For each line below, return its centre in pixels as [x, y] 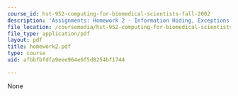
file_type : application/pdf [49, 34]
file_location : [30, 27]
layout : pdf [25, 40]
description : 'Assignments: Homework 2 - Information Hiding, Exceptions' [120, 20]
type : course [27, 54]
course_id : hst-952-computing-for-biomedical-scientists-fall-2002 [109, 14]
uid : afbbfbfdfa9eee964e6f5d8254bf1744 [66, 60]
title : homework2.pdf [39, 47]
